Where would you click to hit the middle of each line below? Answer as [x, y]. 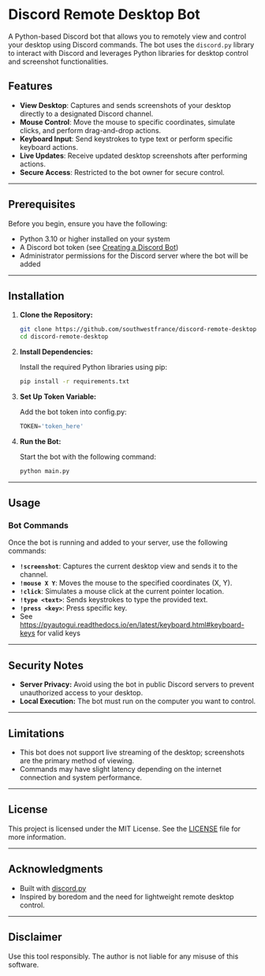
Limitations [36, 734]
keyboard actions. [49, 147]
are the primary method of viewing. [77, 761]
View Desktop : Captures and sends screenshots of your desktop [125, 105]
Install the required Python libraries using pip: [93, 367]
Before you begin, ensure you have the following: [88, 223]
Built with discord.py [53, 888]
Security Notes [46, 665]
